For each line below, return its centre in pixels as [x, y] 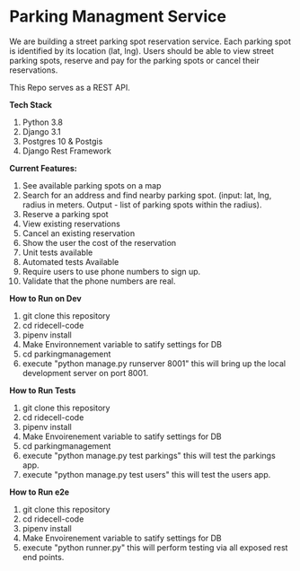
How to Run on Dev [46, 298]
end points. [43, 557]
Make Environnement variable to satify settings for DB [122, 344]
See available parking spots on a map [92, 185]
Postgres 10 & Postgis [62, 141]
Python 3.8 [42, 122]
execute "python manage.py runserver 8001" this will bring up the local [154, 363]
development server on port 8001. [85, 373]
